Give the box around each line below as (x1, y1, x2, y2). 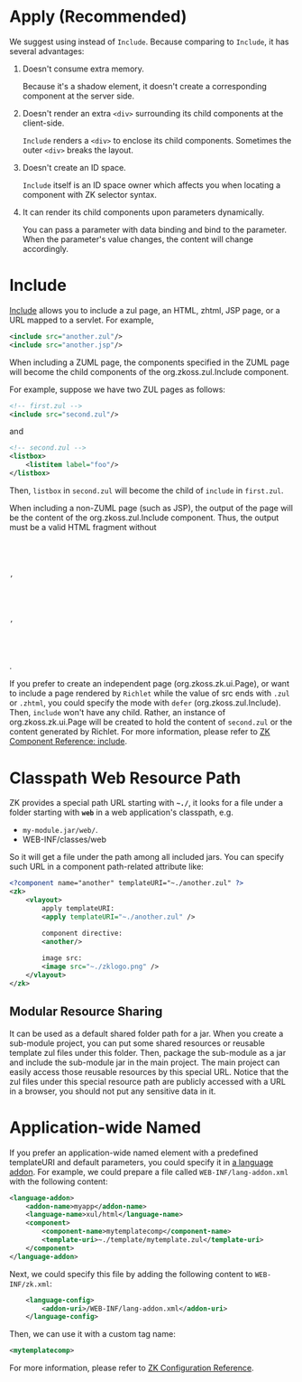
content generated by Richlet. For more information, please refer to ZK (9, 726, 270, 737)
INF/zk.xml (9, 1280, 50, 1289)
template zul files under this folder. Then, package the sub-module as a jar (9, 1047, 287, 1058)
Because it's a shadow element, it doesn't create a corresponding (22, 80, 268, 91)
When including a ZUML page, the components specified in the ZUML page (9, 357, 290, 368)
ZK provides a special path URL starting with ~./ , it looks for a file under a (9, 798, 284, 808)
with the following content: (9, 1176, 108, 1187)
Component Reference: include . (9, 736, 128, 747)
